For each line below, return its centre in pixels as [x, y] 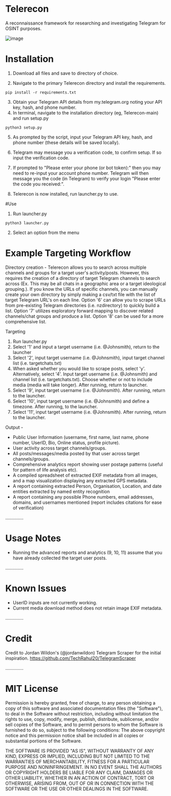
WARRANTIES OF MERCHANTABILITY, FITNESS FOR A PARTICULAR [77, 761]
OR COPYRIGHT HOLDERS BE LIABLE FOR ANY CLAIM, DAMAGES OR [79, 772]
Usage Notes [33, 538]
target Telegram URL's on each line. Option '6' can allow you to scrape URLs [86, 300]
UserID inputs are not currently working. [55, 602]
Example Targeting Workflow [68, 253]
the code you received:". [39, 184]
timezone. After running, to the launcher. [55, 406]
